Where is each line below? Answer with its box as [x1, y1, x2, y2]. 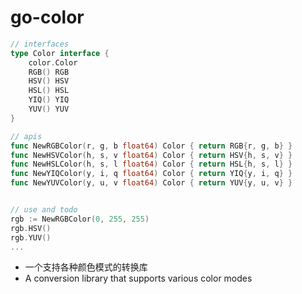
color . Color [28, 57, 78, 68]
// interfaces [10, 39, 70, 49]
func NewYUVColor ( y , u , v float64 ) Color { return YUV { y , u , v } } [10, 178, 293, 188]
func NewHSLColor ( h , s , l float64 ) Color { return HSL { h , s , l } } [10, 159, 293, 170]
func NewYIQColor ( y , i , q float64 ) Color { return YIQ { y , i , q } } [10, 169, 293, 179]
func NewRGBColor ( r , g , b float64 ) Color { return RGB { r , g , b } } [10, 141, 293, 151]
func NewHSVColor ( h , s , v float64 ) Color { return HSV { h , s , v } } [10, 150, 293, 160]
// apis [10, 131, 43, 141]
